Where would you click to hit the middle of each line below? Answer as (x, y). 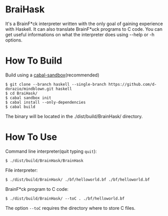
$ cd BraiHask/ (22, 93)
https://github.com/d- (133, 84)
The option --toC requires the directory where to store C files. (70, 208)
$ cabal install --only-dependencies (46, 102)
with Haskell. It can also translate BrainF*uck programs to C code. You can (84, 29)
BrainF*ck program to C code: (37, 189)
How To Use (31, 137)
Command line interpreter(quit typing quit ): (51, 151)
